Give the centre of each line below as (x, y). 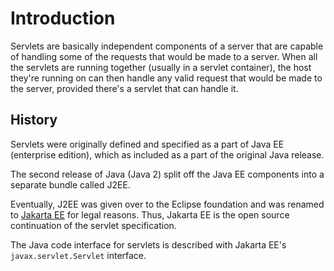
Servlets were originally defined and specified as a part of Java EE (147, 144)
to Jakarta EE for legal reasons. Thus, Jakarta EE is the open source (150, 214)
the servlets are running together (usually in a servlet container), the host (161, 67)
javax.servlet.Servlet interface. (78, 255)
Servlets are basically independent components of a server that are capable (167, 46)
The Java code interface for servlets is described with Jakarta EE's (148, 244)
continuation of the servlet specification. (93, 225)
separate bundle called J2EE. (70, 184)
